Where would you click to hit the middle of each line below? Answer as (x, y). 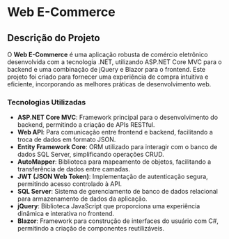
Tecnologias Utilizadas (47, 102)
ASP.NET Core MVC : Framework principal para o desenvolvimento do (117, 117)
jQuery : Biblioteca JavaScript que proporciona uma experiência (109, 206)
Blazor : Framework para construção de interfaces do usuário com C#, (118, 221)
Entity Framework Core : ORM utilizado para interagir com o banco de (117, 147)
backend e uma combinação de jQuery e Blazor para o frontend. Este (106, 69)
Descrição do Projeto (54, 38)
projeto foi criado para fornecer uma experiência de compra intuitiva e (108, 77)
